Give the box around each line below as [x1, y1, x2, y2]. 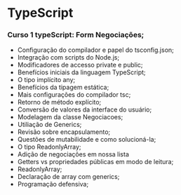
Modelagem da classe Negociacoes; [17, 113, 123, 121]
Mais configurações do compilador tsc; [17, 90, 131, 99]
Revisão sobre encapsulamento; [17, 128, 111, 136]
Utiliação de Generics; [17, 121, 82, 129]
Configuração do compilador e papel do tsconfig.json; [17, 46, 174, 54]
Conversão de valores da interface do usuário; [17, 105, 152, 114]
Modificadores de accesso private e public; [17, 61, 143, 69]
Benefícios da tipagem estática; [17, 83, 109, 92]
